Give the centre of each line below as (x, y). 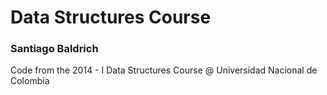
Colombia (30, 81)
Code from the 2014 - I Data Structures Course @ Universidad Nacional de (164, 70)
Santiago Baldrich (54, 49)
